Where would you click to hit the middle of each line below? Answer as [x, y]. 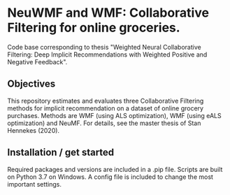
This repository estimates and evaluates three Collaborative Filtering [106, 101]
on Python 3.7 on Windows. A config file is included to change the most [110, 177]
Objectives [31, 84]
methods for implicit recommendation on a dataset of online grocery [106, 108]
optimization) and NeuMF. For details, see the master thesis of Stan [104, 123]
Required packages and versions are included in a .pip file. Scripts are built [115, 169]
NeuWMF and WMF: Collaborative [108, 13]
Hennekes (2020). [34, 130]
